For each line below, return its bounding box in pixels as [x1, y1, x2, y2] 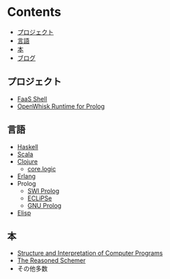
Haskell [17, 142, 39, 151]
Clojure [17, 157, 38, 166]
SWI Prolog [27, 186, 60, 195]
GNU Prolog [27, 201, 62, 209]
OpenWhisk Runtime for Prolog [17, 102, 105, 110]
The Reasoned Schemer [17, 256, 86, 264]
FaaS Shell [17, 95, 47, 103]
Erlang [17, 172, 36, 180]
